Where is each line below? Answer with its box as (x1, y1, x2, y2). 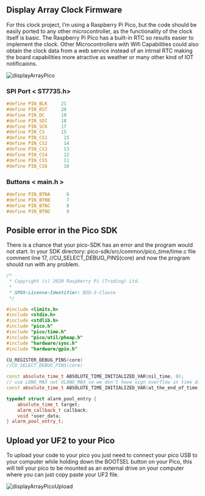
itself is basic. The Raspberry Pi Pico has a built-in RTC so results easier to (6, 34, 194, 41)
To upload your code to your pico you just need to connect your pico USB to (6, 452, 198, 459)
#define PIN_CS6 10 (6, 163, 70, 169)
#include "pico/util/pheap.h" (6, 335, 84, 341)
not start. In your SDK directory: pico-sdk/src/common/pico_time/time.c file (6, 248, 196, 255)
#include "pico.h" (6, 323, 53, 330)
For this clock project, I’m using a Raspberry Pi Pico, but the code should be (6, 21, 197, 28)
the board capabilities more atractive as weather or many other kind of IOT (6, 53, 194, 60)
